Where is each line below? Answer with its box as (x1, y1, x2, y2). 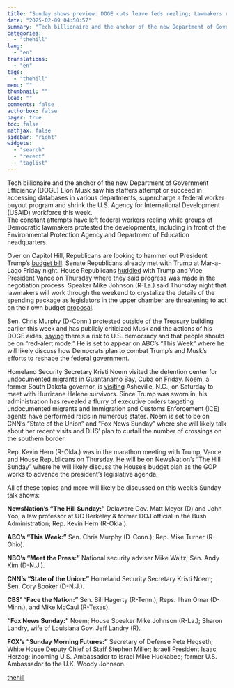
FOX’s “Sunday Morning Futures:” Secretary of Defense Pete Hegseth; (7, 637, 214, 645)
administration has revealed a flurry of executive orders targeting (7, 397, 194, 405)
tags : (7, 68, 23, 75)
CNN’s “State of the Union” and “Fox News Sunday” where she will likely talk (7, 419, 227, 428)
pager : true (7, 114, 42, 121)
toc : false (7, 120, 39, 128)
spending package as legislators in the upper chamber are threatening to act (7, 296, 227, 304)
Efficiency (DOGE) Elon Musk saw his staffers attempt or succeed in (7, 186, 203, 194)
